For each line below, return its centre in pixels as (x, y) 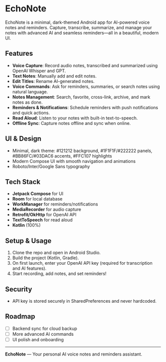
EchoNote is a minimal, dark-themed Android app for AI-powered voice (77, 22)
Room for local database (37, 199)
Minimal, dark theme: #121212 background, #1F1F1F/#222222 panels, (82, 151)
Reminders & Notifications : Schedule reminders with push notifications (85, 107)
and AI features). (29, 268)
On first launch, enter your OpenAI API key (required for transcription (82, 263)
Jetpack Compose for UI (38, 194)
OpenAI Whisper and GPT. (39, 71)
